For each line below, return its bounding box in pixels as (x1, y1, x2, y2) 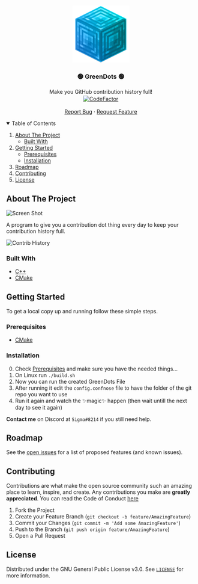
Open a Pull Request (14, 532, 66, 539)
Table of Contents (11, 120, 56, 127)
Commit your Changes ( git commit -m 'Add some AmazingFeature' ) (14, 520, 181, 527)
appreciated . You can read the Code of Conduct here (6, 495, 139, 502)
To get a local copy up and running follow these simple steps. (6, 308, 158, 315)
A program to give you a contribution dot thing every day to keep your (6, 221, 179, 228)
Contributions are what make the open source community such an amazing (6, 482, 192, 490)
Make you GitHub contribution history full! (49, 88, 153, 96)
